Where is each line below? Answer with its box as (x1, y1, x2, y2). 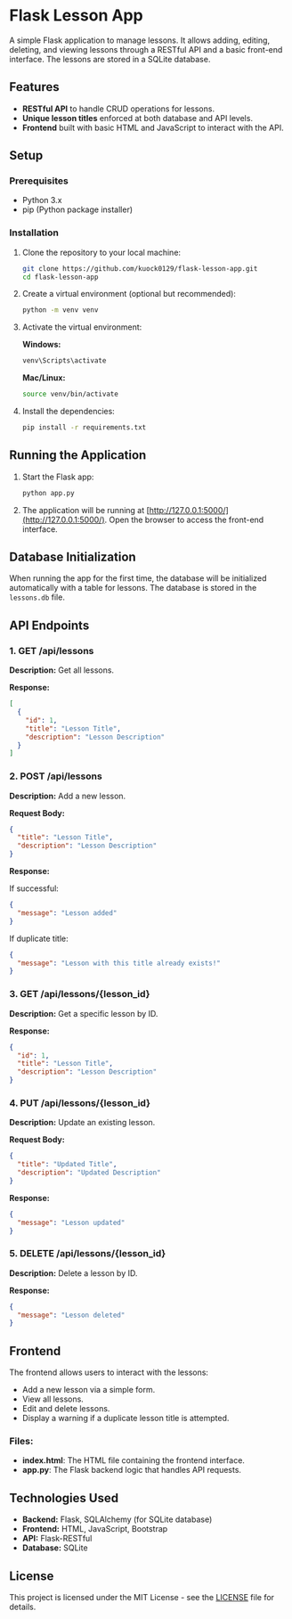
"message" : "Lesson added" (17, 908, 118, 918)
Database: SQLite (21, 1542, 88, 1553)
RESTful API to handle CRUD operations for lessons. (21, 103, 215, 114)
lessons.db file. (9, 592, 65, 602)
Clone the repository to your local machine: (21, 247, 181, 258)
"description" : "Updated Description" (17, 1168, 162, 1177)
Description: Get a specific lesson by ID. (9, 1008, 158, 1018)
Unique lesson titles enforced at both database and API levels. (21, 112, 254, 123)
